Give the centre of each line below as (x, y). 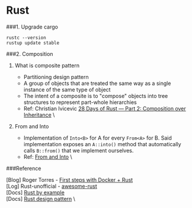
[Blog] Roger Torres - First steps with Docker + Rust (70, 179)
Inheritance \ (39, 115)
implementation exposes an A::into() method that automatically (103, 144)
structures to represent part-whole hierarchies (80, 102)
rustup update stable (33, 43)
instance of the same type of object (67, 89)
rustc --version (26, 37)
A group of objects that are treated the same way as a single (97, 83)
